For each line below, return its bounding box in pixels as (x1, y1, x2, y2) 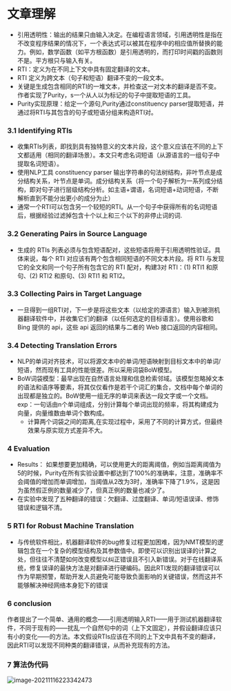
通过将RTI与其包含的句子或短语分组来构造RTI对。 (17, 108, 157, 116)
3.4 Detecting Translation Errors (7, 340, 117, 350)
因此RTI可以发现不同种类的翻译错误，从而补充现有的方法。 (7, 641, 174, 650)
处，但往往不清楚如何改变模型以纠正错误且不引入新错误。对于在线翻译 (17, 555, 217, 563)
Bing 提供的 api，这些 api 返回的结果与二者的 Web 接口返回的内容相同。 (17, 322, 222, 331)
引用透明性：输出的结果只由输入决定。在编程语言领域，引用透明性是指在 (17, 30, 223, 39)
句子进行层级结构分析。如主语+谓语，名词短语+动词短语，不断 (41, 186, 219, 194)
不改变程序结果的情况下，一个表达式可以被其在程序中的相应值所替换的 (17, 39, 217, 47)
